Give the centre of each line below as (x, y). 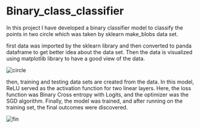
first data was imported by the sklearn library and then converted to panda (99, 46)
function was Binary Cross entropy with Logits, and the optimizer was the (98, 94)
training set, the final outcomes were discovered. (67, 107)
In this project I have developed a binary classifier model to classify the (95, 28)
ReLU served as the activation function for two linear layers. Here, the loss (99, 88)
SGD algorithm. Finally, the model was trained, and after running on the (95, 101)
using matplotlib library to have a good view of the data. (76, 58)
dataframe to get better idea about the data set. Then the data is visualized (99, 52)
